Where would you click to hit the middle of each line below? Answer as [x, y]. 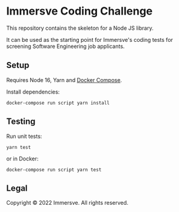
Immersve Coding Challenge [79, 11]
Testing [21, 122]
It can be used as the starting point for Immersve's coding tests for [90, 39]
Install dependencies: [33, 92]
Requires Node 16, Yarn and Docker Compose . [64, 80]
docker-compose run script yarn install [58, 103]
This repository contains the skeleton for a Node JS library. [80, 28]
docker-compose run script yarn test [54, 169]
